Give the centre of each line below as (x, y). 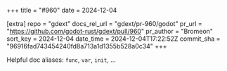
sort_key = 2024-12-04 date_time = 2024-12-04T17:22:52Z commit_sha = (113, 39)
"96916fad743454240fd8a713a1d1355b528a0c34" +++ (87, 46)
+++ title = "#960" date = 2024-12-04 (62, 10)
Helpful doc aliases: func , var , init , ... (61, 60)
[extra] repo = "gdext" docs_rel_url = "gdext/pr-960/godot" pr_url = (104, 24)
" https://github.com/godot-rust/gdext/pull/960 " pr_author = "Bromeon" (110, 31)
